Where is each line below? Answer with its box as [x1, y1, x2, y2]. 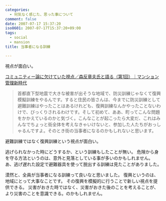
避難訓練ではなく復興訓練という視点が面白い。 [5, 138, 101, 144]
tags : [5, 30, 16, 35]
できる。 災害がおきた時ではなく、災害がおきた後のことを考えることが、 [9, 184, 159, 190]
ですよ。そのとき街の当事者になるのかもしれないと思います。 [30, 127, 157, 133]
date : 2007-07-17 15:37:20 [5, 21, 61, 26]
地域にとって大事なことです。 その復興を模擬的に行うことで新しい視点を [5, 178, 154, 184]
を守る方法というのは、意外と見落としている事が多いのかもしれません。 [5, 155, 153, 161]
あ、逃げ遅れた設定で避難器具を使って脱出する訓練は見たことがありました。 [5, 161, 162, 167]
